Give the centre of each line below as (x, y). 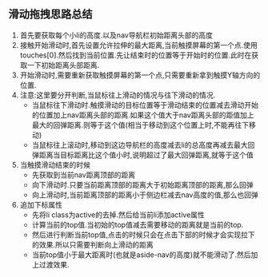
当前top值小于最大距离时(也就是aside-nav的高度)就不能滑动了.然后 (141, 255)
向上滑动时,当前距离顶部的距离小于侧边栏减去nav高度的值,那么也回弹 (145, 195)
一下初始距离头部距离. (63, 65)
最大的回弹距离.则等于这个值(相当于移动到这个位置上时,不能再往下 (140, 125)
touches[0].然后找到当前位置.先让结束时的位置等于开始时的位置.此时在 (136, 55)
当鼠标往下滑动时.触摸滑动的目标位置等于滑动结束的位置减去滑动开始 (145, 105)
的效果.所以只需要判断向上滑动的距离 (92, 244)
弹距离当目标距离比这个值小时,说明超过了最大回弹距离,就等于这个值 (142, 155)
